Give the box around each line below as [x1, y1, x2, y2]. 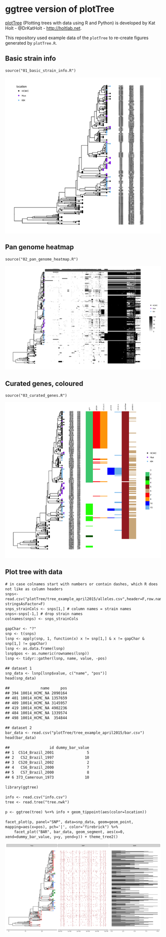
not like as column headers [5, 586, 63, 592]
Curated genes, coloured [5, 379, 83, 387]
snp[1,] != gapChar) [5, 641, 48, 646]
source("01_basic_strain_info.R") [5, 68, 77, 73]
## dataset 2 [5, 725, 32, 730]
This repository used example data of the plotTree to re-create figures [5, 35, 149, 41]
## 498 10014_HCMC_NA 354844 [5, 715, 68, 720]
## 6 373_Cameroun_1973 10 [5, 774, 90, 780]
